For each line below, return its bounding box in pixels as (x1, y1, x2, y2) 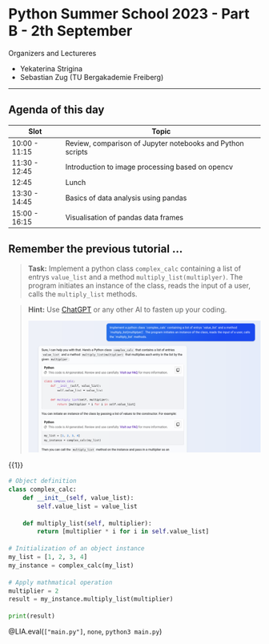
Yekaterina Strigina (19, 63, 82, 73)
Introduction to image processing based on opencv (65, 162, 234, 172)
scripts (65, 147, 88, 156)
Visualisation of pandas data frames (65, 213, 184, 222)
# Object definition (8, 477, 78, 485)
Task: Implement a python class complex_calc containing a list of (27, 264, 242, 273)
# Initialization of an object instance (8, 545, 146, 553)
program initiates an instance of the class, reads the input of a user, (27, 280, 251, 290)
